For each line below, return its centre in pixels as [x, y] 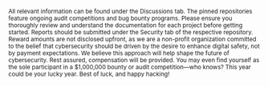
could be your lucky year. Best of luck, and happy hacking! [89, 74]
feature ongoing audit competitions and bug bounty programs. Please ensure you [120, 18]
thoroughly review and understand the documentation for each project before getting [126, 25]
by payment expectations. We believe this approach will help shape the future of [119, 53]
